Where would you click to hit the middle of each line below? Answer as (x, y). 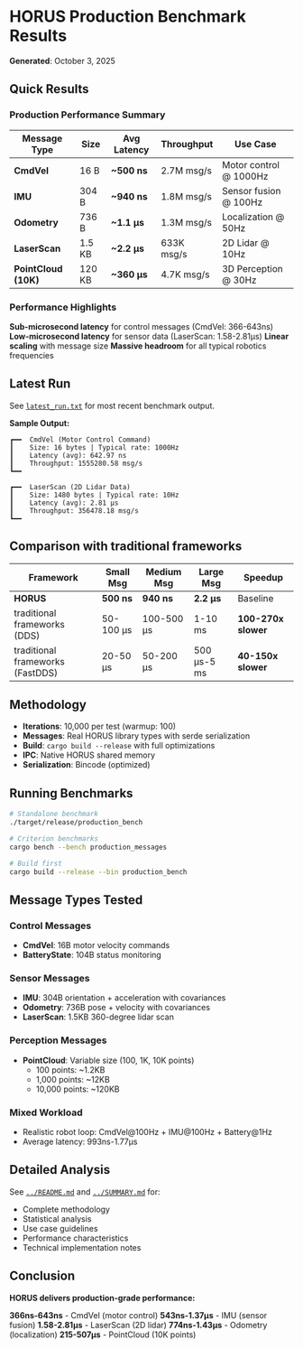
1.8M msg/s (186, 196)
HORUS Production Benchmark (128, 17)
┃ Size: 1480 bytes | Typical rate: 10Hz (94, 495)
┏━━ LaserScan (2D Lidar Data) (70, 487)
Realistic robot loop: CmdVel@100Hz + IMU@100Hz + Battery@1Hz (147, 1132)
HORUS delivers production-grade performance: (102, 1298)
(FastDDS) (36, 673)
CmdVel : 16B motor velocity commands (96, 945)
